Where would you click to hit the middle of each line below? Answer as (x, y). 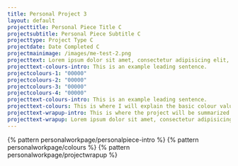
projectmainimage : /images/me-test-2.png (69, 54)
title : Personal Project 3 (47, 14)
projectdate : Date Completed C (53, 47)
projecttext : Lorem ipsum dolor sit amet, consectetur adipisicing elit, (119, 60)
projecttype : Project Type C (50, 40)
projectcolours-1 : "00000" (47, 73)
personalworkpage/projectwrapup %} (63, 155)
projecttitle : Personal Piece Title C (64, 27)
